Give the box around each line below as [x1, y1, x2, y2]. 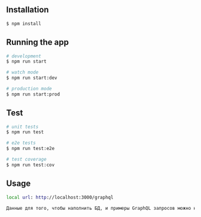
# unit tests [6, 124, 39, 130]
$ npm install [6, 20, 42, 26]
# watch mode [6, 69, 39, 75]
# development [6, 53, 42, 59]
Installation [6, 5, 49, 15]
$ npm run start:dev [6, 75, 58, 81]
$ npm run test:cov [6, 161, 55, 168]
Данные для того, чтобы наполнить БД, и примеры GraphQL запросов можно [6, 205, 191, 211]
